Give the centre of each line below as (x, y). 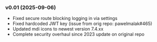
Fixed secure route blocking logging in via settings (65, 18)
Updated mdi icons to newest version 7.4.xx (58, 29)
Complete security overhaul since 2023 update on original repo (78, 34)
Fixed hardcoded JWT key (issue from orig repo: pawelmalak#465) (82, 23)
